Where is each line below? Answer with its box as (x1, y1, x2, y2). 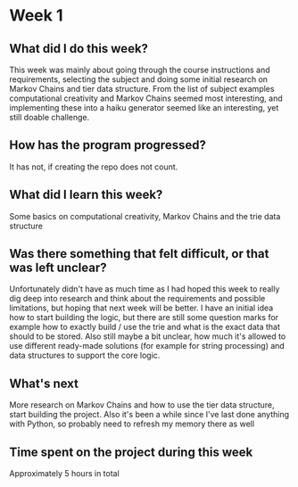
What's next (9, 376, 79, 391)
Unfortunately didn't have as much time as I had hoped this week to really (9, 284, 280, 294)
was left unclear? (9, 260, 107, 276)
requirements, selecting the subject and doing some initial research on (9, 74, 269, 85)
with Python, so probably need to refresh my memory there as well (9, 418, 255, 429)
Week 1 (9, 5, 63, 26)
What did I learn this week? (9, 187, 163, 202)
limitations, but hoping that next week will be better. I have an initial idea (9, 302, 274, 313)
